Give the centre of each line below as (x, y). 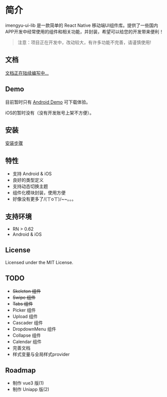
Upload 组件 (25, 316)
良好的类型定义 (28, 180)
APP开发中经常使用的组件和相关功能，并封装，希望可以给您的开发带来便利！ (85, 31)
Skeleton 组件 (27, 291)
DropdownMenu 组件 (34, 329)
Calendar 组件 (27, 341)
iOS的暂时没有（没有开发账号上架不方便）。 (50, 113)
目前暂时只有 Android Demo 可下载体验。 (48, 102)
